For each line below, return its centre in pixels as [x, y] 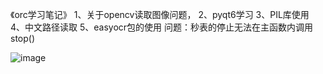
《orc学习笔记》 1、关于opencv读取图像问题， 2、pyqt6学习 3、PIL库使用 [160, 14]
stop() [23, 38]
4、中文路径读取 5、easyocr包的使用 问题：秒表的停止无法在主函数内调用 [162, 27]
